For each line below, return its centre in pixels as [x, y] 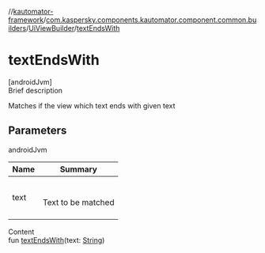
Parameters [38, 131]
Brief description [36, 90]
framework [26, 20]
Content [21, 232]
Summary [78, 169]
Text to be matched [78, 202]
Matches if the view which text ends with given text [92, 105]
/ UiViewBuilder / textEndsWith [73, 28]
